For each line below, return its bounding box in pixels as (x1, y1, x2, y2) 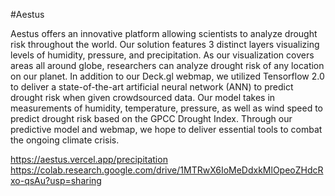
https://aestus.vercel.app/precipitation (10, 154, 168, 165)
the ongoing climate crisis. (10, 134, 120, 146)
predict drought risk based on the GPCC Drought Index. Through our (10, 113, 293, 124)
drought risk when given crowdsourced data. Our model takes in (10, 92, 276, 103)
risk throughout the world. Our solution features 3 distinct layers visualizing (10, 39, 320, 50)
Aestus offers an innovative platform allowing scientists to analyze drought (10, 28, 318, 39)
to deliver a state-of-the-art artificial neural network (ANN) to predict (10, 81, 294, 93)
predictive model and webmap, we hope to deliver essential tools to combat (10, 124, 323, 135)
